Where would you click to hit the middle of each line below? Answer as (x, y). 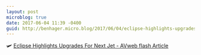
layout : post (22, 12)
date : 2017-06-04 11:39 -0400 (44, 23)
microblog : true (26, 17)
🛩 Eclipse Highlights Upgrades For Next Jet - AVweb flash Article (87, 46)
